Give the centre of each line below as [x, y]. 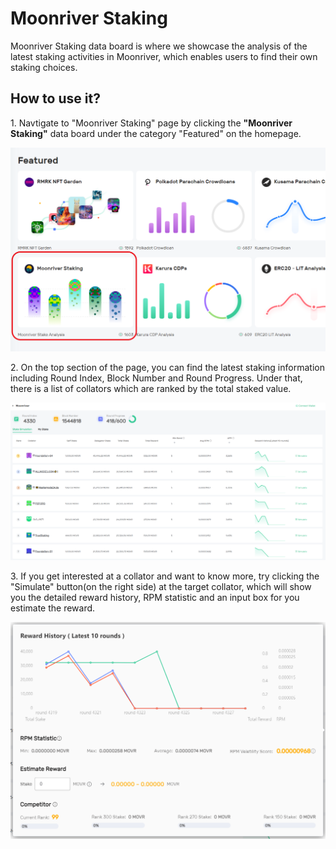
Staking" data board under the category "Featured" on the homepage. [156, 133]
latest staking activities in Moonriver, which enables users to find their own [164, 56]
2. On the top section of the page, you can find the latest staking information [167, 368]
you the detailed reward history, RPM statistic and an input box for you [155, 597]
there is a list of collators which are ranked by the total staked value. [151, 389]
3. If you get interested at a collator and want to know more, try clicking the [165, 576]
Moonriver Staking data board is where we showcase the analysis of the [159, 46]
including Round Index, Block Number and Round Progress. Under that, [156, 378]
